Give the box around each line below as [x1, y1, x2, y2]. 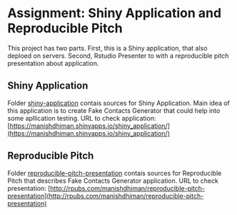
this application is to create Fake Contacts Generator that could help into [7, 106, 221, 115]
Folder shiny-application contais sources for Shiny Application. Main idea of [7, 99, 231, 107]
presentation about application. [7, 59, 99, 67]
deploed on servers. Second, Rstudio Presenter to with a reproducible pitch [7, 51, 229, 60]
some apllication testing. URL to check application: [7, 114, 156, 122]
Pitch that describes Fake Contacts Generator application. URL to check [7, 176, 219, 185]
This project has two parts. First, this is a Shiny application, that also [7, 44, 208, 52]
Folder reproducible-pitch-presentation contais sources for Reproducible [7, 169, 222, 177]
